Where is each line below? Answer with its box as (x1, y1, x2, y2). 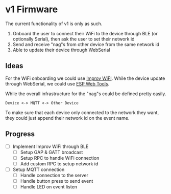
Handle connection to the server (20, 172, 88, 178)
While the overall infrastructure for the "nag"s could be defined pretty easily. (5, 91, 166, 97)
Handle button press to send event (20, 178, 93, 184)
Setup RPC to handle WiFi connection (20, 155, 100, 161)
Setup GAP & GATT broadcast (20, 149, 83, 155)
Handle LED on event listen (20, 184, 78, 190)
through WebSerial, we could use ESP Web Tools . (5, 80, 110, 87)
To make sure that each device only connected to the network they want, (5, 109, 159, 116)
